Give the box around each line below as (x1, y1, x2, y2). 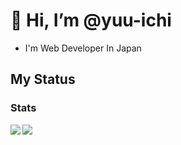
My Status (10, 71, 76, 88)
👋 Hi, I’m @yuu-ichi (10, 9, 172, 32)
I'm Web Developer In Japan (24, 42, 142, 54)
